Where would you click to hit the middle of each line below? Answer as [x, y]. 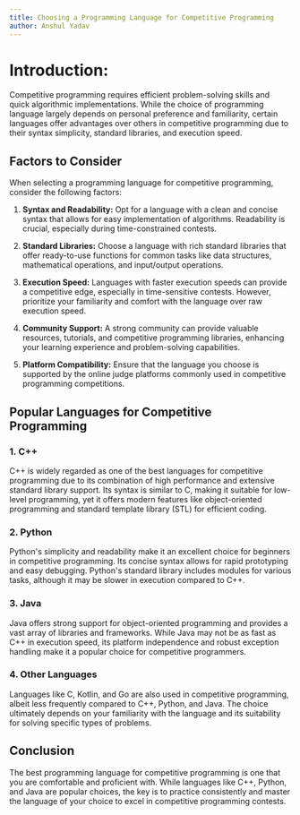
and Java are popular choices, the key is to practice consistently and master [150, 791]
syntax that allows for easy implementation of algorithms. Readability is [154, 219]
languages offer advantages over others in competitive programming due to [149, 124]
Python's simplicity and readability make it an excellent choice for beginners [150, 552]
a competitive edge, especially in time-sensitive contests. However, [146, 292]
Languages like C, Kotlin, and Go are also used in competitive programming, [149, 694]
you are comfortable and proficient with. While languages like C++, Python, [148, 782]
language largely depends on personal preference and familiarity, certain [144, 114]
